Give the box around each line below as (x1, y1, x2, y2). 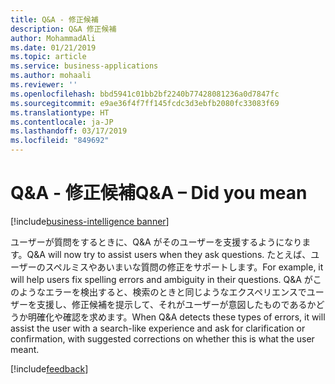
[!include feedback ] (10, 362, 89, 375)
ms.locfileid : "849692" (10, 136, 110, 146)
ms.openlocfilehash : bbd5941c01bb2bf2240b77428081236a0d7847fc (10, 89, 280, 99)
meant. (10, 343, 40, 355)
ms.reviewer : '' (10, 80, 78, 90)
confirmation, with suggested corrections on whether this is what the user (10, 332, 315, 345)
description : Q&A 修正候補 (10, 24, 117, 34)
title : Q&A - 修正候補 (10, 14, 99, 25)
